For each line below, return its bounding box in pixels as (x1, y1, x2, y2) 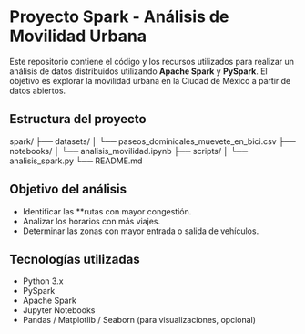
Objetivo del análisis (9, 182, 127, 197)
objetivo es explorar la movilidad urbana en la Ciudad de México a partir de (9, 75, 291, 86)
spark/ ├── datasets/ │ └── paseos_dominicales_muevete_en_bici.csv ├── (9, 135, 296, 147)
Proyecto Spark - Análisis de (9, 6, 229, 27)
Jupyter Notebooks (22, 305, 96, 316)
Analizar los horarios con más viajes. (22, 215, 161, 226)
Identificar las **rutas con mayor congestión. (22, 205, 192, 216)
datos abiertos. (9, 85, 66, 96)
